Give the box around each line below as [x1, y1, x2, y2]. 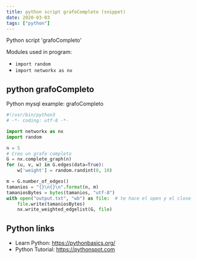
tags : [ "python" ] [6, 20, 50, 26]
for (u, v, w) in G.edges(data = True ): [6, 162, 104, 168]
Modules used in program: [6, 48, 72, 56]
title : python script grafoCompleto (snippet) [6, 8, 126, 15]
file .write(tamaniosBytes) [17, 201, 85, 207]
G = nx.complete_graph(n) [6, 156, 72, 162]
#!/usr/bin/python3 [6, 112, 56, 118]
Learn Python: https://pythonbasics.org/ [15, 240, 116, 247]
